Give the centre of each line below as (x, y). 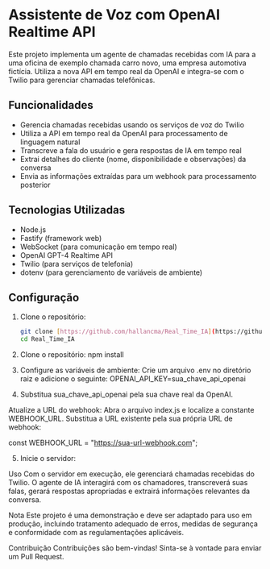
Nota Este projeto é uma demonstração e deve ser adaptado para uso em (130, 515)
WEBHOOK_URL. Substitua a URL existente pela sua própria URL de (120, 419)
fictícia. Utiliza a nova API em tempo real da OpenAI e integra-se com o (126, 71)
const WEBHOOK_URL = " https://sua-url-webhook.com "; (103, 443)
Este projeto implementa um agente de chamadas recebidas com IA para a (132, 54)
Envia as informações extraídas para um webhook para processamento (138, 176)
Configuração (44, 297)
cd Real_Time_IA (47, 339)
